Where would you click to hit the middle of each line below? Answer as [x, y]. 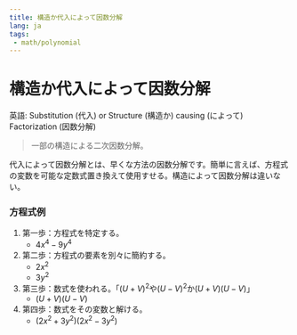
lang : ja [25, 26]
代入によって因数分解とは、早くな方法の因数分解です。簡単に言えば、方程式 [149, 165]
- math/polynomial [47, 42]
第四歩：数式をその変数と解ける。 [84, 309]
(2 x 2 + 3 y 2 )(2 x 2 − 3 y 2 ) [76, 320]
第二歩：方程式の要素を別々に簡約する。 [96, 256]
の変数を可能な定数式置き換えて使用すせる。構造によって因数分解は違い [141, 176]
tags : [19, 34]
